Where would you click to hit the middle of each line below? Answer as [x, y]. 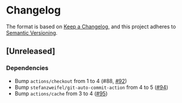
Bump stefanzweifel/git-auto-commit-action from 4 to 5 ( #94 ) [91, 87]
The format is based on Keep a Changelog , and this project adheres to [91, 26]
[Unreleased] [31, 51]
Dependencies [27, 68]
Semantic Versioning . [32, 32]
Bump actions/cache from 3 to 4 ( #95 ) [61, 93]
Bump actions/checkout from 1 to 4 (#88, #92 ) [71, 81]
